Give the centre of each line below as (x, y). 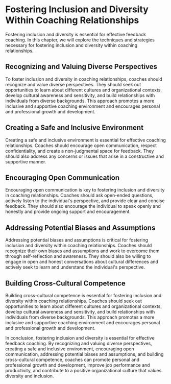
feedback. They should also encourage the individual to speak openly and (83, 206)
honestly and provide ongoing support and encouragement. (68, 212)
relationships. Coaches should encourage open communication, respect (81, 145)
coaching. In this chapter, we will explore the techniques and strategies (80, 40)
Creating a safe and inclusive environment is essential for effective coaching (86, 140)
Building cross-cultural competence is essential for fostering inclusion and (83, 295)
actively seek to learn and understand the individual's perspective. (75, 267)
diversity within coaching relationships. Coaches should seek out (74, 301)
